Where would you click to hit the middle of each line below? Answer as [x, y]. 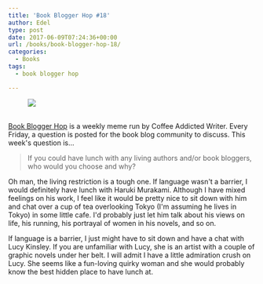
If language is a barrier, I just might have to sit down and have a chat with [126, 238]
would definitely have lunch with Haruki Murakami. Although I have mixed [127, 190]
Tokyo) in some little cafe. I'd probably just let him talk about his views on [126, 215]
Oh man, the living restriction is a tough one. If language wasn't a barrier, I [128, 181]
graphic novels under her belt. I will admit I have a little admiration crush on [130, 255]
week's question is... [41, 143]
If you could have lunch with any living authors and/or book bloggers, [140, 158]
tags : [17, 67]
